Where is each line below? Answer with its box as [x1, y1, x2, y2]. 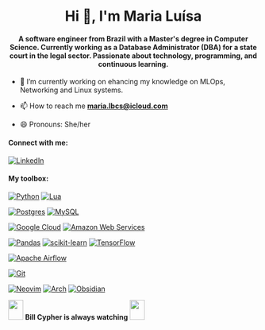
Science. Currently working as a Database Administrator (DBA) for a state [9, 42, 258, 52]
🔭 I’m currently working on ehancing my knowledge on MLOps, [19, 77, 226, 87]
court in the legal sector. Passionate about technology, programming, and [9, 51, 258, 60]
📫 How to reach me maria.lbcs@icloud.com [19, 101, 168, 111]
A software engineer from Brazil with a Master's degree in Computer [18, 33, 248, 43]
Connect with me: [8, 138, 69, 147]
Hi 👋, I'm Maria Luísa [64, 7, 202, 25]
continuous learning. [98, 59, 169, 68]
